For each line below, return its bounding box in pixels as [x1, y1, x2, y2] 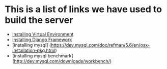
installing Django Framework [12, 37, 72, 43]
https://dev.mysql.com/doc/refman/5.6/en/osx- [50, 42, 150, 48]
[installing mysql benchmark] [12, 52, 73, 59]
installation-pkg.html [12, 47, 55, 53]
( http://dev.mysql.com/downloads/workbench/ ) [12, 58, 112, 64]
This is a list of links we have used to [5, 4, 162, 15]
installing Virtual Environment [12, 31, 74, 37]
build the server [5, 14, 73, 26]
